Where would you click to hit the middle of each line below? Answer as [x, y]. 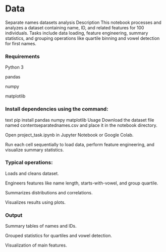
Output [14, 215]
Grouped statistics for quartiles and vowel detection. [59, 236]
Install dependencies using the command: [57, 109]
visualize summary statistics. [35, 150]
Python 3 [14, 67]
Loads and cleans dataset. [32, 173]
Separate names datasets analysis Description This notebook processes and [83, 22]
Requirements [23, 56]
